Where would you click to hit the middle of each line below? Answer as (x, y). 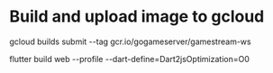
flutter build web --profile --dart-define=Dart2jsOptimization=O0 (130, 59)
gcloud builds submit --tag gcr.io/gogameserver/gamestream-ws (130, 41)
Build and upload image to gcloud (137, 17)
